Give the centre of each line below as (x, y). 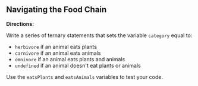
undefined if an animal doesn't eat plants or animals (78, 65)
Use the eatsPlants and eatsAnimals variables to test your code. (85, 77)
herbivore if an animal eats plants (56, 47)
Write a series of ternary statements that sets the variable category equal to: (99, 35)
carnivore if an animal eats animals (58, 53)
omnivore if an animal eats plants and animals (70, 59)
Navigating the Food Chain (56, 10)
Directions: (20, 24)
